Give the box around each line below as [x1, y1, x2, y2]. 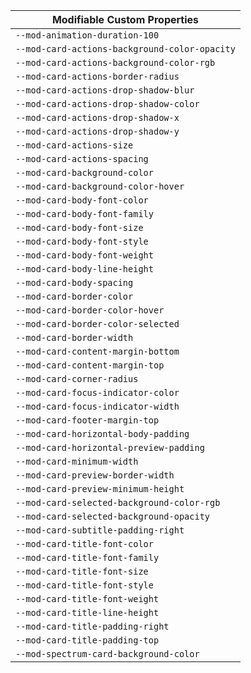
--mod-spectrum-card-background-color [15, 649, 200, 659]
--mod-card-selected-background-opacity [15, 511, 210, 522]
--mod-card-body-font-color [15, 195, 149, 206]
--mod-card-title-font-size [15, 566, 149, 577]
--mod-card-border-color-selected [15, 319, 180, 329]
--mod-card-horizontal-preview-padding [15, 442, 205, 453]
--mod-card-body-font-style [15, 236, 149, 247]
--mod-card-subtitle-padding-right [15, 525, 185, 536]
